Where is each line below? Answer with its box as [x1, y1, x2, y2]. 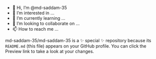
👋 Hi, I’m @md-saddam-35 [12, 5, 67, 10]
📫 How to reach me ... [12, 26, 59, 32]
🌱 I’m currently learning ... [12, 15, 66, 21]
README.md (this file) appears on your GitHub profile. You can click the [5, 43, 147, 49]
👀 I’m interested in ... [12, 10, 55, 16]
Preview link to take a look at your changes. [5, 49, 94, 54]
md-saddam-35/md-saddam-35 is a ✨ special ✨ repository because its [5, 38, 152, 43]
